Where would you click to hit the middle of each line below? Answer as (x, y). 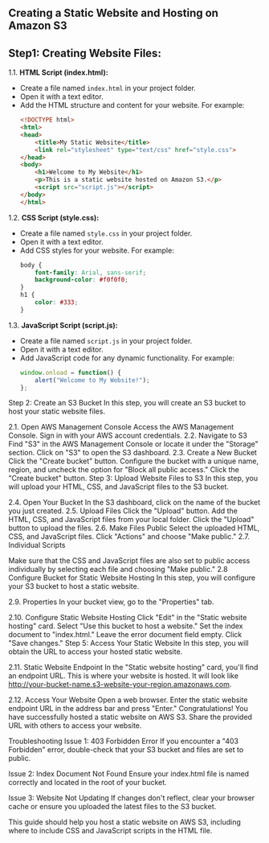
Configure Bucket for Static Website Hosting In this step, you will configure (132, 578)
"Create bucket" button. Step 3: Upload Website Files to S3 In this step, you (133, 479)
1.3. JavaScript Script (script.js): (63, 325)
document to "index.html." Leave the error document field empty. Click (125, 635)
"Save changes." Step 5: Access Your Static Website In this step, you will (128, 644)
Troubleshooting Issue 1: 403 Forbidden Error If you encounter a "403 (124, 741)
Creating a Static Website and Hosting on (114, 13)
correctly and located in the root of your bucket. (88, 783)
